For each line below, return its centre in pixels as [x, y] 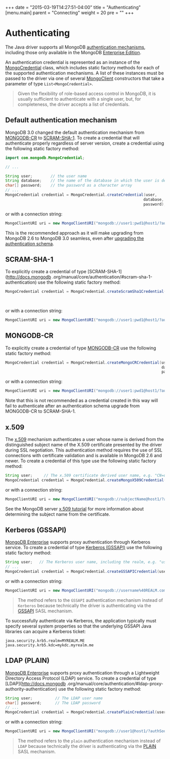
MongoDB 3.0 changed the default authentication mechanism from [75, 132]
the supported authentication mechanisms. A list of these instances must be [84, 73]
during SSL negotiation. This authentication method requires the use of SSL [84, 450]
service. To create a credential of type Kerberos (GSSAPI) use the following [84, 548]
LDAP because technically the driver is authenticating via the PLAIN [87, 746]
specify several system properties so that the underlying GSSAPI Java [78, 626]
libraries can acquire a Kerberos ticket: [46, 631]
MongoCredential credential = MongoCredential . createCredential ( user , [81, 195]
